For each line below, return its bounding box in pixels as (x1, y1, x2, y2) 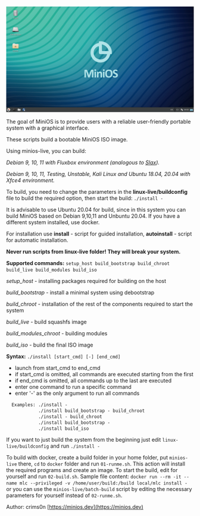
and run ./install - (50, 442, 100, 449)
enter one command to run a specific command (14, 383, 132, 391)
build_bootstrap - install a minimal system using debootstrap (6, 289, 155, 296)
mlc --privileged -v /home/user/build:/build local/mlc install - (19, 480, 187, 486)
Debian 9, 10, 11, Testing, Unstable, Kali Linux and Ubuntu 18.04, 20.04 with (6, 171, 190, 178)
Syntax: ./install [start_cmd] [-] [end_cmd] (6, 353, 121, 360)
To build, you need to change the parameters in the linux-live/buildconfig (6, 188, 188, 196)
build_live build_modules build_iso (6, 267, 97, 273)
